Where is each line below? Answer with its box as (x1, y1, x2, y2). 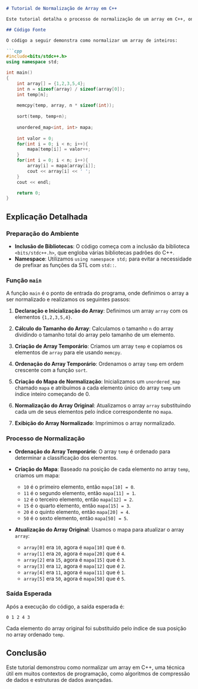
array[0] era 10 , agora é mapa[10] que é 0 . (23, 543, 126, 550)
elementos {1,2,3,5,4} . (14, 314, 72, 321)
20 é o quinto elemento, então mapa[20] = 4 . (23, 508, 131, 515)
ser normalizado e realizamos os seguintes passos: (6, 296, 131, 303)
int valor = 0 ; (16, 136, 54, 141)
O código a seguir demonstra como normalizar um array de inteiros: (6, 37, 178, 44)
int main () (6, 70, 33, 76)
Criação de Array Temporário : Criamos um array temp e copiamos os (14, 342, 183, 350)
